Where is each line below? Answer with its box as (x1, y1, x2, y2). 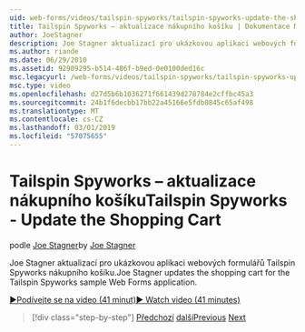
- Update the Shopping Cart (9, 210, 221, 230)
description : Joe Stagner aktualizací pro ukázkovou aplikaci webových (9, 38, 286, 48)
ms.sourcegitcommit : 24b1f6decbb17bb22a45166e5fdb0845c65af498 (9, 97, 254, 107)
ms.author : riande (9, 47, 79, 56)
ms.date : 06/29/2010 (9, 55, 88, 65)
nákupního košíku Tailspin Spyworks (9, 190, 288, 211)
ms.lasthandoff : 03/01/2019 (9, 124, 116, 133)
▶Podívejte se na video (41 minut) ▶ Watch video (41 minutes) (9, 294, 241, 305)
